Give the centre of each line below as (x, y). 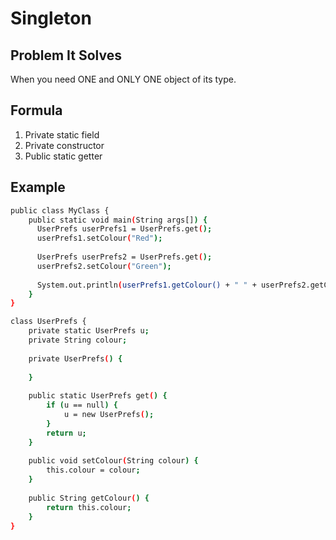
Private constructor (64, 145)
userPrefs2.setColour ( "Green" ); (104, 266)
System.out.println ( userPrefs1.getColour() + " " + (146, 285)
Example (38, 187)
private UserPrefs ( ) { (75, 358)
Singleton (51, 18)
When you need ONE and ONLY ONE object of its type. (123, 79)
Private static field (62, 134)
